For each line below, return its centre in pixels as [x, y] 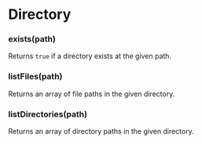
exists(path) [32, 39]
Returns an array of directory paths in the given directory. [101, 131]
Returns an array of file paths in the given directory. [92, 94]
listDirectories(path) [48, 114]
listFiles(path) [35, 76]
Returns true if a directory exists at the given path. [90, 56]
